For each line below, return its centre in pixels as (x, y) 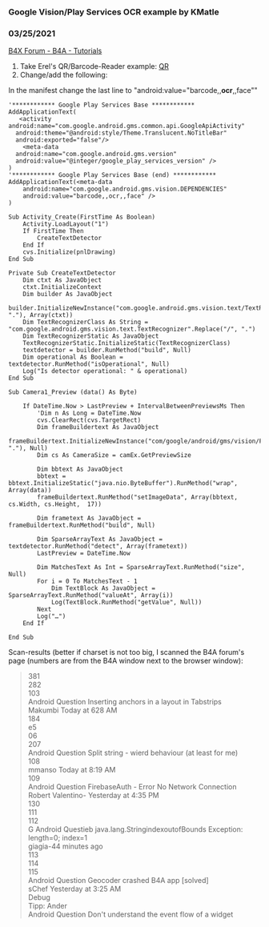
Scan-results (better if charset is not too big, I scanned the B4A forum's (126, 652)
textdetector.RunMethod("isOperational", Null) (89, 364)
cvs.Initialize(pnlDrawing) (69, 252)
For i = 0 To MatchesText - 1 (87, 582)
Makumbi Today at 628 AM (72, 710)
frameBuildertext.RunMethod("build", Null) (82, 526)
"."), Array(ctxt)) (41, 315)
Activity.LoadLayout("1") (66, 224)
